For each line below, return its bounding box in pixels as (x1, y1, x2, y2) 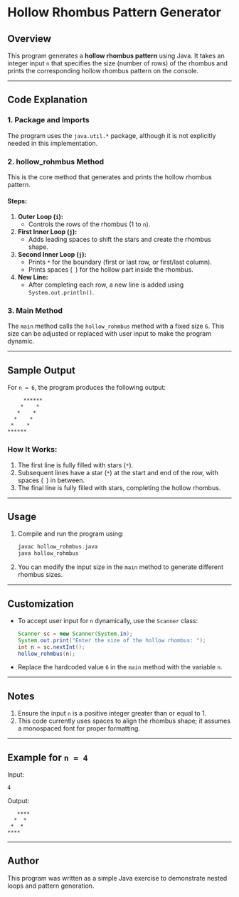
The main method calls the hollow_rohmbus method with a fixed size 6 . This (7, 322, 225, 331)
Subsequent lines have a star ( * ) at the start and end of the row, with (17, 468, 218, 477)
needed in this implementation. (7, 139, 98, 147)
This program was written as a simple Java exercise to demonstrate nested (7, 874, 228, 882)
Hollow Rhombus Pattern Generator (7, 4, 222, 21)
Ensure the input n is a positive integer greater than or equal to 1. (17, 709, 207, 718)
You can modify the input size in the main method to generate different (17, 563, 224, 571)
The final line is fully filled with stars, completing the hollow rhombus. (17, 483, 221, 492)
